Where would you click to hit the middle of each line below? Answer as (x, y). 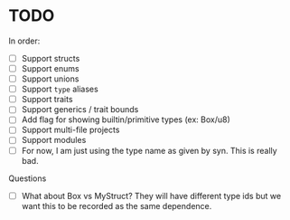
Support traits (47, 100)
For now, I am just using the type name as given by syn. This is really (149, 150)
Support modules (54, 140)
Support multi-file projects (70, 130)
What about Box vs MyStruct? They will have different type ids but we (151, 196)
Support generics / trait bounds (80, 110)
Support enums (50, 68)
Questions (28, 178)
